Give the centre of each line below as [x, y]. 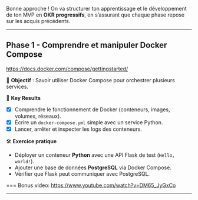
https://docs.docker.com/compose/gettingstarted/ [67, 69]
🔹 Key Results [24, 98]
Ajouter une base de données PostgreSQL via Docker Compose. [93, 167]
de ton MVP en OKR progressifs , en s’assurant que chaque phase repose [95, 15]
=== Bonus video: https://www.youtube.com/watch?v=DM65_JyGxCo [91, 185]
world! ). [24, 161]
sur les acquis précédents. [38, 21]
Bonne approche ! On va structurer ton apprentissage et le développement [96, 9]
